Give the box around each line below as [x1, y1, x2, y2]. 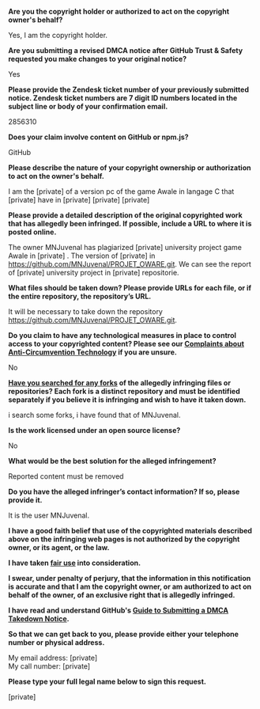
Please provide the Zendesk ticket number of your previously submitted [8, 85, 249, 94]
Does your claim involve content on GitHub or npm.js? [8, 132, 189, 142]
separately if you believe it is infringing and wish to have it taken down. [8, 395, 247, 404]
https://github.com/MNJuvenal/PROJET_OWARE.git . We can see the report [8, 260, 251, 268]
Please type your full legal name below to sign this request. [8, 677, 207, 686]
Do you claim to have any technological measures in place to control [8, 331, 237, 339]
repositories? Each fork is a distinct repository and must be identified [8, 387, 240, 396]
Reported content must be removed [8, 472, 124, 481]
